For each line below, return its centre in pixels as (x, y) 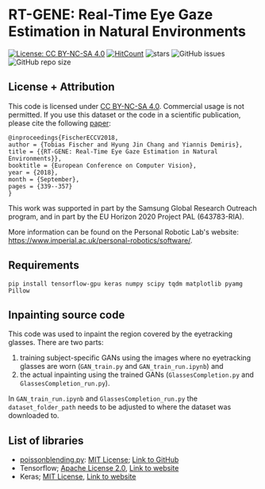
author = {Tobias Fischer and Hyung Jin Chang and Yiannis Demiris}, (126, 145)
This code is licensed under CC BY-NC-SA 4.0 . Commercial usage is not (126, 106)
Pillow (19, 291)
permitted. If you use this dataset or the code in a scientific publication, (125, 114)
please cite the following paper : (60, 123)
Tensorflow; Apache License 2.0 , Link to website (99, 468)
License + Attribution (61, 87)
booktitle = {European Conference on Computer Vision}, (102, 165)
